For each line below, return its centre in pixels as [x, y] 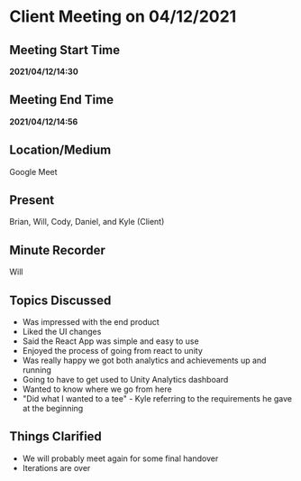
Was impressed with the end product [91, 322]
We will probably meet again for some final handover [120, 458]
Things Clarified [55, 436]
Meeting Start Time [65, 50]
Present [32, 200]
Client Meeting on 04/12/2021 [123, 17]
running [37, 370]
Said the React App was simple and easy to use [111, 341]
